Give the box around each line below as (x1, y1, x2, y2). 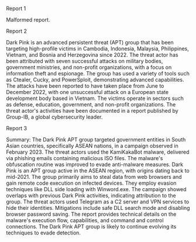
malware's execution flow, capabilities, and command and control (6, 217, 164, 224)
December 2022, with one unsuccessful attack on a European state (6, 89, 169, 95)
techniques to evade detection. (6, 229, 81, 236)
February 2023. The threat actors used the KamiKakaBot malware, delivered (6, 148, 190, 155)
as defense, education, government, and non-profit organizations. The (6, 101, 176, 108)
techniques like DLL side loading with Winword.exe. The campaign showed (6, 186, 187, 192)
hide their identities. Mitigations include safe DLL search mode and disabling (6, 205, 190, 211)
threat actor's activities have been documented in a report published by (6, 108, 178, 114)
